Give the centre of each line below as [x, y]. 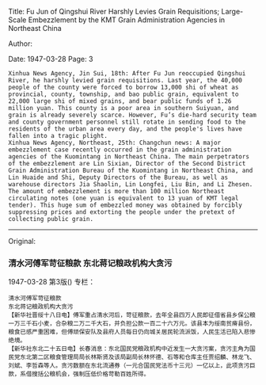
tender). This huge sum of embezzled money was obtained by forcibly [125, 205]
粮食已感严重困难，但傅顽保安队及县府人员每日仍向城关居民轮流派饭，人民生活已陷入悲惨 [132, 332]
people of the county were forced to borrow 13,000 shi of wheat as [123, 87]
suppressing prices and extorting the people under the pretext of [122, 212]
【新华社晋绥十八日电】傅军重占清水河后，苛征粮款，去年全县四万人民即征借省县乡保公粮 [132, 315]
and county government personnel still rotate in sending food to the [127, 122]
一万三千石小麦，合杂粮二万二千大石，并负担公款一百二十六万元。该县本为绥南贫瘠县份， [132, 324]
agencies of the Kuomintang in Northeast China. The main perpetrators [129, 157]
